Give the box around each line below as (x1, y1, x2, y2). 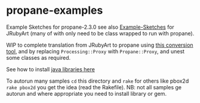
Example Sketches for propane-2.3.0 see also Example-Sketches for (6, 23, 174, 31)
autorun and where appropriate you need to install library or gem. (6, 90, 167, 97)
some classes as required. (6, 54, 71, 61)
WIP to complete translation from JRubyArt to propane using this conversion (6, 41, 193, 49)
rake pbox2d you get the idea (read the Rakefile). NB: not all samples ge (6, 83, 182, 90)
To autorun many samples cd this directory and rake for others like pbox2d (6, 77, 189, 84)
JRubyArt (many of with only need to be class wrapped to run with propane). (6, 29, 195, 37)
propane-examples (6, 4, 103, 17)
